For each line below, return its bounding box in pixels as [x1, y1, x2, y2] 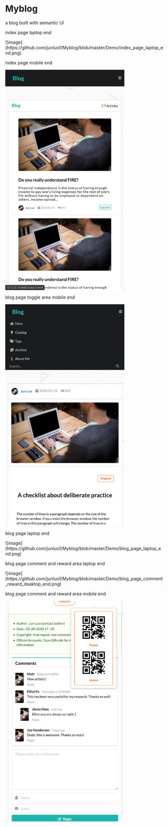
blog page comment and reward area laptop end [5, 560, 105, 567]
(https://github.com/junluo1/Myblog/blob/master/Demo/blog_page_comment [5, 575, 163, 582]
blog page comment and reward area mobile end [5, 590, 106, 597]
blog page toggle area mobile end [5, 294, 75, 300]
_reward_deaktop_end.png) [5, 581, 62, 587]
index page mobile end [5, 59, 53, 65]
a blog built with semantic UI [5, 20, 64, 26]
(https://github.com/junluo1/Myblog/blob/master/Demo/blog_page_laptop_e [5, 545, 161, 552]
